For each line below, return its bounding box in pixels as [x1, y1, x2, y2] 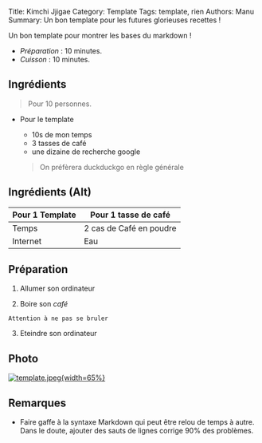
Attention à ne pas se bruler [8, 314, 109, 322]
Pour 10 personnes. [27, 99, 92, 109]
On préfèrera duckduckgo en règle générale [39, 162, 185, 172]
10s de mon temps [31, 129, 92, 139]
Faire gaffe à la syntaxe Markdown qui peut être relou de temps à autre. [19, 417, 255, 427]
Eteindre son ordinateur [19, 329, 97, 338]
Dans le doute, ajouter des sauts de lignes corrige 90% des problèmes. [19, 426, 254, 436]
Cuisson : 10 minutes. [19, 55, 90, 64]
